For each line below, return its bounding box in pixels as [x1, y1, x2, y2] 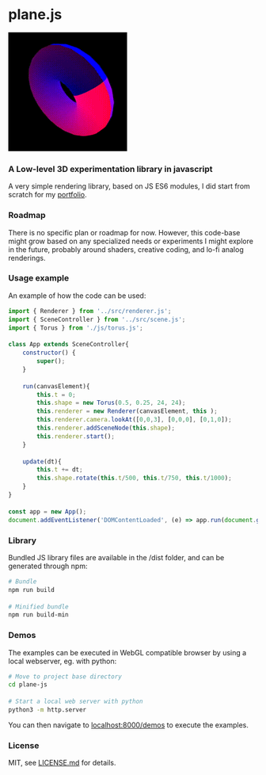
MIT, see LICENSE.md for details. [8, 758, 116, 768]
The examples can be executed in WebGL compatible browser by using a [8, 647, 247, 657]
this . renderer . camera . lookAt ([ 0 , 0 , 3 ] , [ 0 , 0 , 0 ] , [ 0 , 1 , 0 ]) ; [36, 416, 232, 424]
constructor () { [22, 349, 77, 357]
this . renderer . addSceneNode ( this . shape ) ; [36, 424, 176, 433]
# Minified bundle [8, 602, 69, 611]
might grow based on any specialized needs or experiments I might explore [8, 236, 253, 246]
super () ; [36, 357, 66, 365]
